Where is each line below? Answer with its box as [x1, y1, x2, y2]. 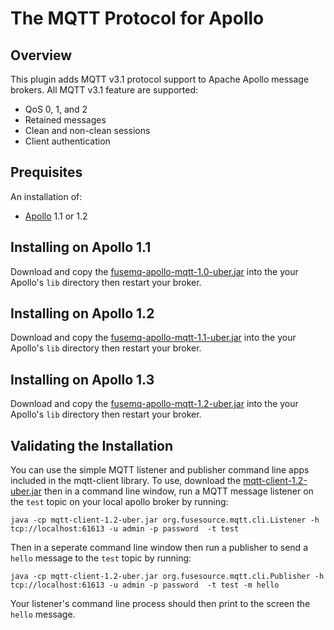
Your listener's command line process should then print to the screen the [10, 598, 311, 610]
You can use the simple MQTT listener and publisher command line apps [10, 464, 310, 476]
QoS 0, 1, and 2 [24, 103, 88, 115]
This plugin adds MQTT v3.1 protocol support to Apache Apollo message [10, 73, 310, 85]
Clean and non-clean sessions [24, 125, 151, 136]
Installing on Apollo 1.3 [10, 371, 155, 388]
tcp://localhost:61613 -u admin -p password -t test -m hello [10, 580, 280, 591]
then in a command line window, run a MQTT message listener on [43, 485, 314, 497]
